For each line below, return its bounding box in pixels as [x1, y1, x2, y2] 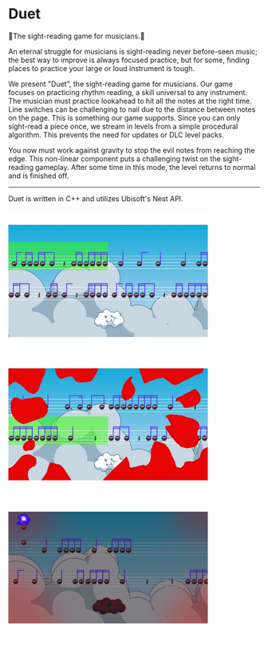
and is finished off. [8, 171, 69, 180]
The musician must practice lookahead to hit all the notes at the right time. [8, 96, 253, 105]
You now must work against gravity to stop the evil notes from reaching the [8, 145, 255, 155]
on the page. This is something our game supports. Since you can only [8, 113, 241, 122]
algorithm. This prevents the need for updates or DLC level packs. [8, 129, 225, 140]
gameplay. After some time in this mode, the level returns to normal [34, 162, 256, 172]
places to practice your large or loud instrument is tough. [8, 63, 195, 73]
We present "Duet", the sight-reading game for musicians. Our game [8, 79, 234, 89]
